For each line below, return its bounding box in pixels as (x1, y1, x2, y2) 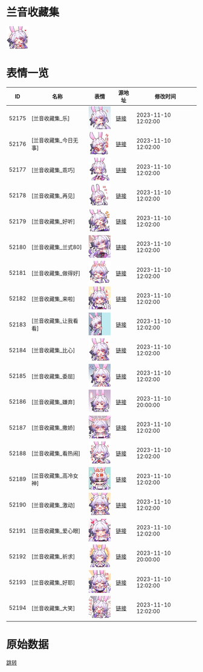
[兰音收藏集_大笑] (31, 604, 76, 612)
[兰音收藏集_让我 (31, 317, 74, 325)
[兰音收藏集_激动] (31, 501, 76, 508)
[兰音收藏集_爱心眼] (31, 527, 80, 535)
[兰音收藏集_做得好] (31, 270, 80, 277)
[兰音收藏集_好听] (31, 218, 76, 225)
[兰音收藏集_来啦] (31, 295, 76, 302)
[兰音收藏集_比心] (31, 347, 76, 354)
